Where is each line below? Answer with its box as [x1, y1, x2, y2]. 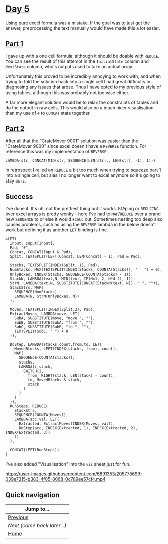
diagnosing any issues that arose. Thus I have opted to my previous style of [5, 84, 161, 90]
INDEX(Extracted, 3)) [5, 430, 51, 435]
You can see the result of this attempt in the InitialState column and [5, 58, 149, 64]
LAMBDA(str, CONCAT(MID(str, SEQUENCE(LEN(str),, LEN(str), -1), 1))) [5, 158, 156, 163]
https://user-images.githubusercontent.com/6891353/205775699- [5, 471, 143, 477]
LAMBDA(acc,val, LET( [14, 417, 59, 422]
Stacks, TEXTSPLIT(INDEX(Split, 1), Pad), [10, 263, 100, 268]
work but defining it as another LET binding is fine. [5, 227, 108, 233]
